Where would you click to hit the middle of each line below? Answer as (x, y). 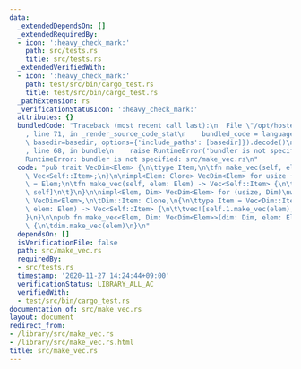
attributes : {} (46, 117)
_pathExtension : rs (54, 101)
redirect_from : (38, 326)
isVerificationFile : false (68, 243)
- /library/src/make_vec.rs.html (72, 342)
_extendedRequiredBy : (58, 34)
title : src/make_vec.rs (54, 350)
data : (19, 17)
